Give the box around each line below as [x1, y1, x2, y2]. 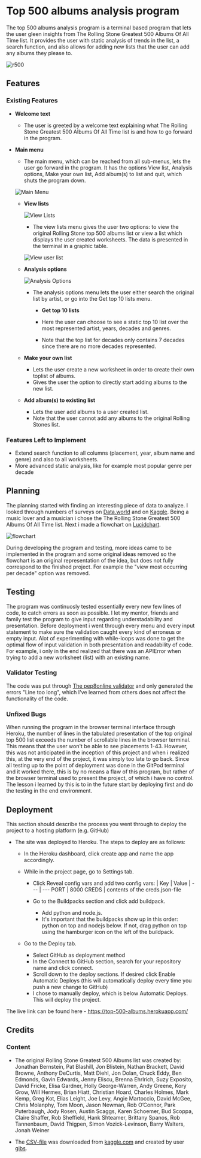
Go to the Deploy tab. [23, 939, 77, 947]
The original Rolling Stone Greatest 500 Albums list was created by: [14, 1056, 181, 1064]
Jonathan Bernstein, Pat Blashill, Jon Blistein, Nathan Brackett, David [14, 1063, 184, 1070]
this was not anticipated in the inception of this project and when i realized [6, 749, 190, 756]
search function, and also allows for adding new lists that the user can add [6, 43, 190, 50]
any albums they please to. [6, 49, 73, 56]
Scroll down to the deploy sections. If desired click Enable [32, 970, 175, 978]
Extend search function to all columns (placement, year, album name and [14, 449, 195, 456]
